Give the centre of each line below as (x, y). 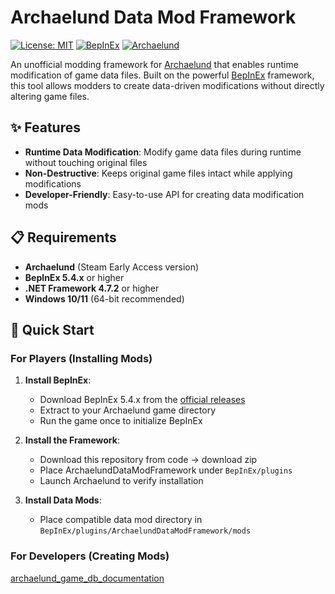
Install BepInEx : (58, 380)
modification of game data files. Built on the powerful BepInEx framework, (162, 75)
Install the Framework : (72, 440)
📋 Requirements (63, 237)
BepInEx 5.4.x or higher (74, 277)
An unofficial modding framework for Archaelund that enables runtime (154, 64)
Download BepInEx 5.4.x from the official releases (142, 400)
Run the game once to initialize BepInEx (121, 421)
